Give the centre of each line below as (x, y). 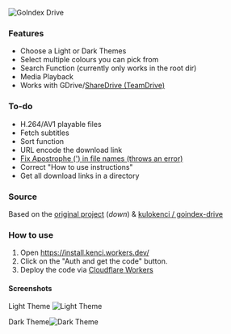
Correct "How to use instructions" (76, 167)
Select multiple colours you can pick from (89, 60)
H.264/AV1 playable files (61, 124)
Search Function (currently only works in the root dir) (108, 68)
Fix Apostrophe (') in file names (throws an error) (101, 159)
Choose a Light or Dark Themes (73, 51)
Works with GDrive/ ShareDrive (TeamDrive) (92, 86)
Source (23, 197)
